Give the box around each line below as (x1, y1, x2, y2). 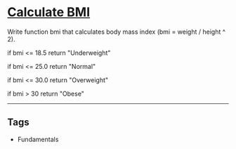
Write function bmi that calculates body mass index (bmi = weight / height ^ (7, 27, 226, 36)
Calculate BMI (7, 4, 91, 20)
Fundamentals (17, 135, 59, 143)
